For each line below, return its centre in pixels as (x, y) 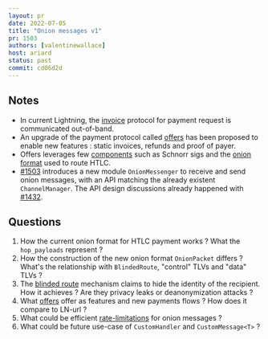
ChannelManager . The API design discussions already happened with (132, 188)
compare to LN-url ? (53, 309)
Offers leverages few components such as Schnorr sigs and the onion (135, 154)
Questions (35, 222)
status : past (30, 61)
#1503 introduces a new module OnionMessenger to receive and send (133, 171)
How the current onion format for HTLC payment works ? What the (130, 241)
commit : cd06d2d (35, 68)
